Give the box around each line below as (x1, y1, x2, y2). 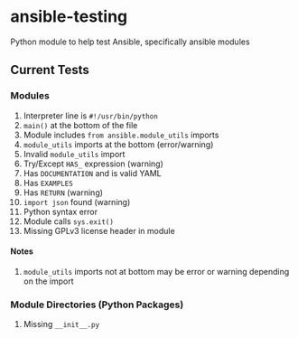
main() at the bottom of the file (23, 119, 138, 130)
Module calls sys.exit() (23, 215, 114, 227)
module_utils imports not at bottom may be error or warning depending (23, 266, 290, 277)
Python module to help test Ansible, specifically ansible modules (10, 36, 251, 47)
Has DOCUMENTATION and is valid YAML (23, 167, 162, 178)
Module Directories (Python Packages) (10, 298, 184, 311)
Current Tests (10, 62, 89, 78)
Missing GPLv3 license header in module (23, 225, 175, 236)
